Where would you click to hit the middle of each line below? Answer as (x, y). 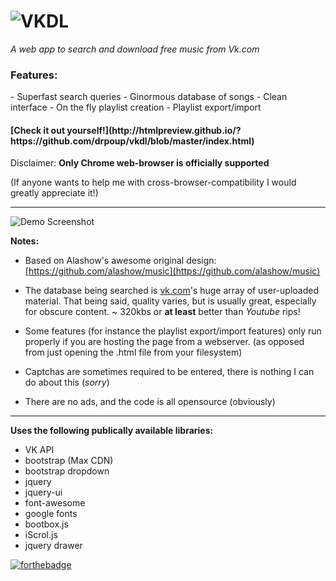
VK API (39, 450)
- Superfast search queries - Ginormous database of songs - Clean (149, 97)
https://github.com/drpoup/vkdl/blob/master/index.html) (132, 141)
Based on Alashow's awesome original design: (120, 261)
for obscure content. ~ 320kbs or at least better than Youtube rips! (162, 312)
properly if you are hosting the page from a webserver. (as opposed (164, 342)
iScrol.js (41, 535)
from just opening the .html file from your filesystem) (133, 352)
